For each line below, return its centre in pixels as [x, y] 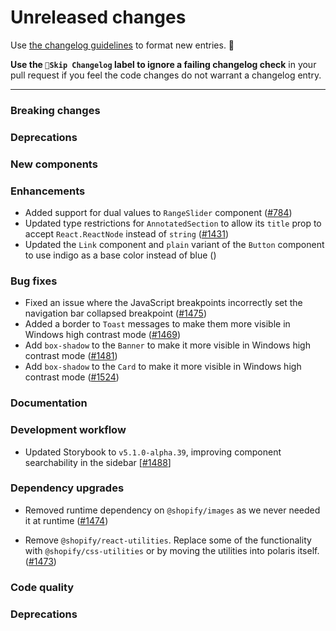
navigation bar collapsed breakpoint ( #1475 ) [115, 313]
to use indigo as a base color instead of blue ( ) [120, 255]
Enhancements [48, 191]
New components [54, 164]
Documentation [49, 403]
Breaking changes [55, 110]
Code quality [42, 587]
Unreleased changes [98, 17]
